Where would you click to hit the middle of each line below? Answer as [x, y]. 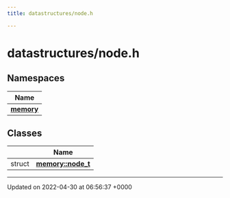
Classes [25, 133]
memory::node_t [63, 164]
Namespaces [36, 78]
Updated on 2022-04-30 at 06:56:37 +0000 [69, 187]
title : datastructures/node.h [50, 13]
